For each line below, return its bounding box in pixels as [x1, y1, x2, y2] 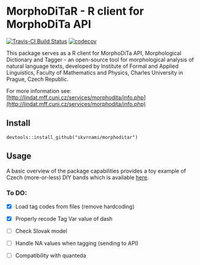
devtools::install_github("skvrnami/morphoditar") [6, 134, 138, 140]
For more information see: [6, 87, 72, 94]
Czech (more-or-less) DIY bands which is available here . [6, 173, 149, 181]
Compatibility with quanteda [15, 252, 87, 259]
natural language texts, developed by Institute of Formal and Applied [6, 62, 179, 70]
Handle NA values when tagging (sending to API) [15, 240, 139, 247]
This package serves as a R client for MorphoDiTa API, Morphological [6, 49, 182, 56]
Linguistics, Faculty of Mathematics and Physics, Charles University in [6, 69, 183, 76]
